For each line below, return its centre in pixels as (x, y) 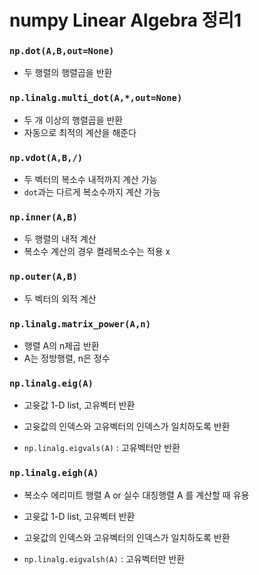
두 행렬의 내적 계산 (60, 239)
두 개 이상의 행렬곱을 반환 (73, 120)
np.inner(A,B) (43, 217)
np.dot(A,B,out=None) (62, 51)
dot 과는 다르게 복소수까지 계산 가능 (92, 192)
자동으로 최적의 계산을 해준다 (80, 132)
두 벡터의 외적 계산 (60, 298)
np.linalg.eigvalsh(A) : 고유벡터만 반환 (104, 558)
